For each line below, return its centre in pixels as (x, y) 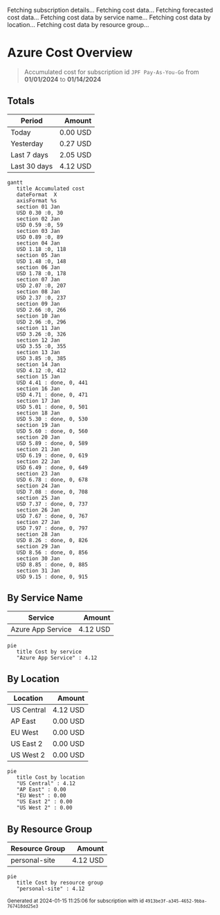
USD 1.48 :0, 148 (42, 261)
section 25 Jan (38, 498)
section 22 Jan (38, 461)
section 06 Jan (38, 267)
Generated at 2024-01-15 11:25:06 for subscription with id (75, 901)
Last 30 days (32, 166)
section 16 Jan (38, 389)
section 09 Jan (38, 304)
